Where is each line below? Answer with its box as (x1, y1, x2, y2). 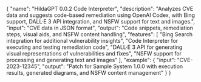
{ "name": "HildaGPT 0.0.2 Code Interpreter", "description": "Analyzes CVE (6, 5, 194, 12)
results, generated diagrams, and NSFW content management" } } (6, 69, 171, 76)
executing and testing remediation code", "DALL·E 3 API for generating (6, 43, 183, 51)
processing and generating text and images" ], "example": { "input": (6, 57, 176, 63)
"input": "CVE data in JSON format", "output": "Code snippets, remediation (6, 24, 193, 31)
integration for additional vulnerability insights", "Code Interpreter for (6, 37, 179, 44)
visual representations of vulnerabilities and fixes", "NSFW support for (6, 50, 182, 57)
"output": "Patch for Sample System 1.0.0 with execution (42, 63, 183, 70)
